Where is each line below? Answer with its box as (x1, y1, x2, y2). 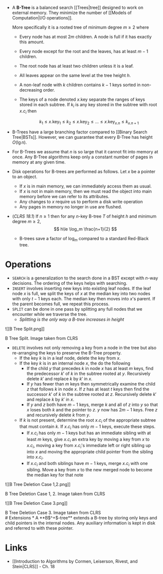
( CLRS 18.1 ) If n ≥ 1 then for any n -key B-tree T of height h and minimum (12, 213, 157, 219)
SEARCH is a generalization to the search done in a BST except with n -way (12, 275, 158, 281)
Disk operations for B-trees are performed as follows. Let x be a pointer (12, 168, 156, 175)
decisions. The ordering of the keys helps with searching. (12, 280, 127, 286)
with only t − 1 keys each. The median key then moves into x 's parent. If (12, 296, 156, 302)
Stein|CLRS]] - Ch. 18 (12, 563, 55, 569)
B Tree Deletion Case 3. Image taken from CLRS (5, 509, 101, 516)
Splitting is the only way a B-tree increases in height (19, 316, 125, 322)
